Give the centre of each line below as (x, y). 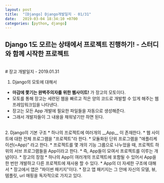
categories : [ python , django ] (36, 23)
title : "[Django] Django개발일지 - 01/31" (48, 14)
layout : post (18, 10)
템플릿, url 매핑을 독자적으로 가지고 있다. (44, 176)
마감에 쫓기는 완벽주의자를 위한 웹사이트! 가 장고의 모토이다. (69, 92)
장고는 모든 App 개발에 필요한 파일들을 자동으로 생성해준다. (69, 111)
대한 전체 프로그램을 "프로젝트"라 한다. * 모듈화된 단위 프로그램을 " (78, 139)
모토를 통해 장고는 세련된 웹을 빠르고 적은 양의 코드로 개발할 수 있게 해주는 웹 (85, 99)
